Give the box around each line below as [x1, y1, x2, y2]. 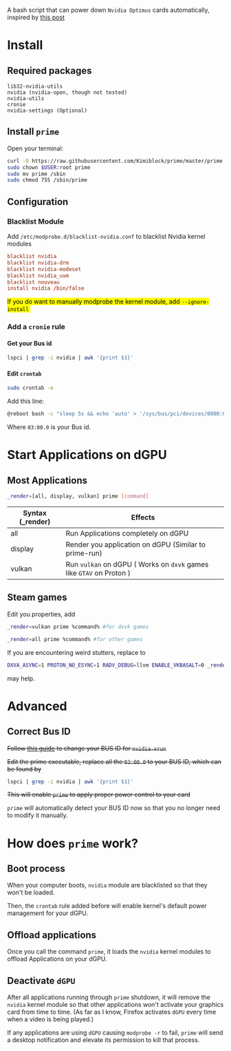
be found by [7, 765, 42, 773]
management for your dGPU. [7, 909, 89, 917]
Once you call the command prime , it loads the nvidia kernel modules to [7, 947, 211, 956]
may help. [7, 674, 36, 682]
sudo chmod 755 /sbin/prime [7, 177, 88, 184]
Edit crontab [7, 369, 42, 377]
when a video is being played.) [7, 1015, 94, 1023]
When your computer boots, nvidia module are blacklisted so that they [7, 881, 208, 890]
